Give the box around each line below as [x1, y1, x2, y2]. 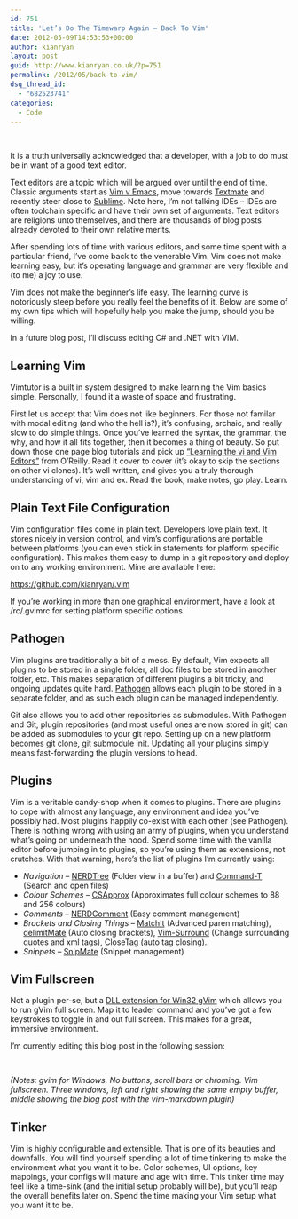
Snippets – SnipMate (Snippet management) [22, 946, 184, 956]
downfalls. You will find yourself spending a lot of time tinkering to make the [10, 1152, 287, 1163]
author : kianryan [10, 43, 74, 51]
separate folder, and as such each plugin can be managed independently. [10, 693, 279, 703]
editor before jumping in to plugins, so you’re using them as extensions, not [10, 843, 286, 854]
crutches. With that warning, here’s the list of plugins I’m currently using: [10, 853, 275, 864]
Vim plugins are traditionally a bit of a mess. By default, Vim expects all [10, 654, 270, 665]
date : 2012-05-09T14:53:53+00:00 [10, 33, 134, 42]
